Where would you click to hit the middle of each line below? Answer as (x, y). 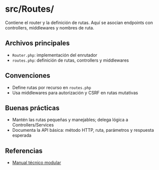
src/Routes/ (30, 9)
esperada (22, 135)
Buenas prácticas (32, 108)
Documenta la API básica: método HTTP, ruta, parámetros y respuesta (83, 130)
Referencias (24, 151)
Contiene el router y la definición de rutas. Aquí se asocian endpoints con (79, 23)
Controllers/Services (33, 125)
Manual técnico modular (36, 163)
